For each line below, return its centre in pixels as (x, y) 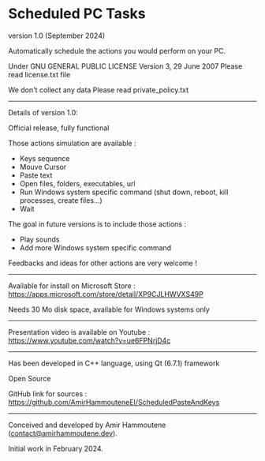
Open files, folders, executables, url (77, 183)
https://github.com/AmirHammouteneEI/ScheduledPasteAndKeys (114, 402)
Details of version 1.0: (43, 112)
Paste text (36, 175)
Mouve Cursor (43, 167)
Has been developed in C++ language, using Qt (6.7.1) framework (114, 363)
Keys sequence (45, 158)
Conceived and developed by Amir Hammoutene (87, 425)
